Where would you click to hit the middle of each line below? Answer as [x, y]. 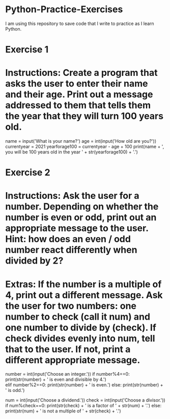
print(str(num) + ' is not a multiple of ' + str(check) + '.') [63, 411]
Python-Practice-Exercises [64, 9]
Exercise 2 [28, 173]
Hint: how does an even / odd [68, 239]
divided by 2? [34, 261]
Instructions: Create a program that [81, 73]
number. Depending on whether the [82, 207]
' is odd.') [15, 390]
